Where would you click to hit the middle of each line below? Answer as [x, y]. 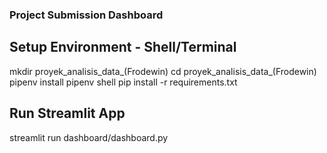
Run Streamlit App [67, 113]
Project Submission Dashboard [86, 15]
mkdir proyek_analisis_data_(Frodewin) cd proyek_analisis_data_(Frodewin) [163, 71]
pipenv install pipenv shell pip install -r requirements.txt [123, 82]
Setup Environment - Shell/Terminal [123, 47]
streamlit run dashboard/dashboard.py [89, 137]
